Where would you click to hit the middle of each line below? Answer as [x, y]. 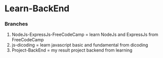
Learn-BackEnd [37, 9]
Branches [16, 24]
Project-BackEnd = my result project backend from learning [72, 50]
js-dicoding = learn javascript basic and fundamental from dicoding [80, 45]
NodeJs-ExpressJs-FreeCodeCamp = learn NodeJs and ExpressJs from [85, 34]
